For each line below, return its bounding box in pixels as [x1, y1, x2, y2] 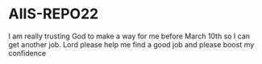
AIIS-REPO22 [8, 5, 99, 23]
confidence [8, 48, 47, 58]
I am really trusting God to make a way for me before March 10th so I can [8, 31, 251, 41]
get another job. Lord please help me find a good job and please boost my [8, 39, 255, 49]
